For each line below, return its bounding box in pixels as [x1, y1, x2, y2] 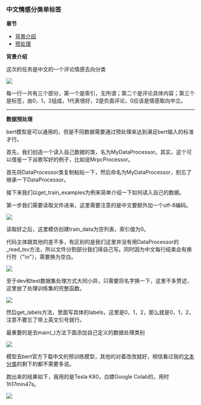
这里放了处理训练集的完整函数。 [6, 285, 85, 292]
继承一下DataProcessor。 [6, 176, 69, 183]
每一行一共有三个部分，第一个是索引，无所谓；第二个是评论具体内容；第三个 [6, 90, 195, 97]
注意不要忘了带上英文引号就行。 [6, 316, 85, 324]
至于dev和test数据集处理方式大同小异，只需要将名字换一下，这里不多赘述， [6, 277, 193, 285]
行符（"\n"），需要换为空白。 [6, 253, 77, 261]
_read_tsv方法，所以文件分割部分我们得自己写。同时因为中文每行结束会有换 [6, 246, 193, 253]
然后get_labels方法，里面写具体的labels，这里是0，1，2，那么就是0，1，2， [6, 309, 194, 316]
